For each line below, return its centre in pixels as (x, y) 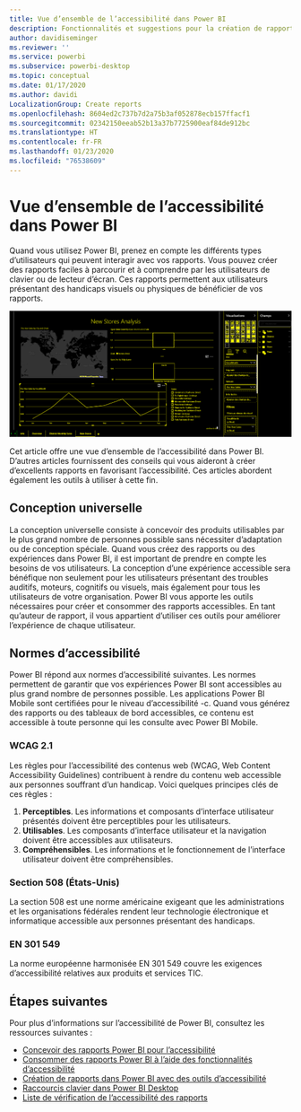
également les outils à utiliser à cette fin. (84, 479)
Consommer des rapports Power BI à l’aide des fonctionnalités (137, 1060)
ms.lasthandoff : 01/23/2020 (62, 152)
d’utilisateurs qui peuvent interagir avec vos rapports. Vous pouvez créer (143, 259)
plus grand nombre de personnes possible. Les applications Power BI (138, 694)
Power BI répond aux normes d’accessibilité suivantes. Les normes (133, 675)
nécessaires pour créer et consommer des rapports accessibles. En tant (142, 606)
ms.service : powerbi (48, 57)
